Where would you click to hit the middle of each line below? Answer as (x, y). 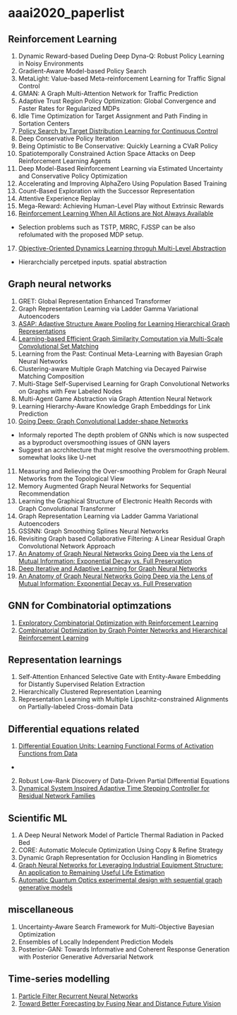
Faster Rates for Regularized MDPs (69, 108)
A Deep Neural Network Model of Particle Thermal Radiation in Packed (121, 835)
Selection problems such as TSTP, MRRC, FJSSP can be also (107, 227)
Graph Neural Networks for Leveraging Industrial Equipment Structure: (121, 865)
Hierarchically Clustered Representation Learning (90, 692)
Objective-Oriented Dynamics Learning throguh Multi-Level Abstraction (122, 248)
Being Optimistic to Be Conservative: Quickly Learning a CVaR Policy (118, 146)
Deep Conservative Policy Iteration (68, 138)
